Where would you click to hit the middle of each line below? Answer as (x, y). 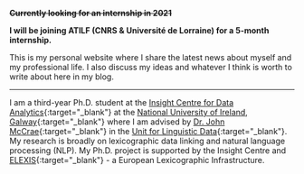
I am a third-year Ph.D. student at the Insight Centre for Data (122, 102)
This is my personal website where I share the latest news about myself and (151, 57)
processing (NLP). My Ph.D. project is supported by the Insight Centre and (148, 151)
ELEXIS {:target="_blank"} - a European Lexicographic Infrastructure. (137, 160)
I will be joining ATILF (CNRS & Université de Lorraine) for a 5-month (139, 30)
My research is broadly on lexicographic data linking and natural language (147, 141)
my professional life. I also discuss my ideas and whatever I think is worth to (151, 67)
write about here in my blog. (62, 77)
